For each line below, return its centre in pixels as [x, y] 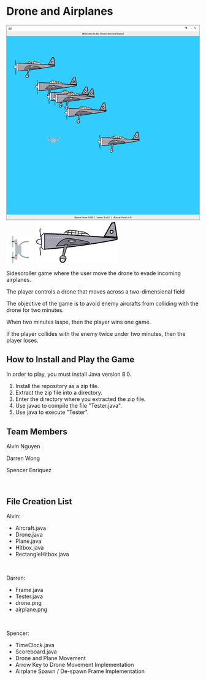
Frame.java [29, 590]
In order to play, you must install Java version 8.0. [69, 374]
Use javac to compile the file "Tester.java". [69, 406]
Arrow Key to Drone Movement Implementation [74, 664]
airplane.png [31, 609]
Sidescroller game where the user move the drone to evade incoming [93, 273]
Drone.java [29, 534]
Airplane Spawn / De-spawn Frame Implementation [80, 671]
